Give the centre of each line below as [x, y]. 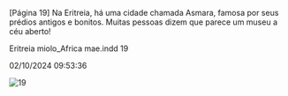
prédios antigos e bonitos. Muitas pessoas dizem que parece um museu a [144, 22]
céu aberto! [30, 31]
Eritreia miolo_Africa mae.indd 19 [69, 48]
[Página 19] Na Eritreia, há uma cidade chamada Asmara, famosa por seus [144, 13]
